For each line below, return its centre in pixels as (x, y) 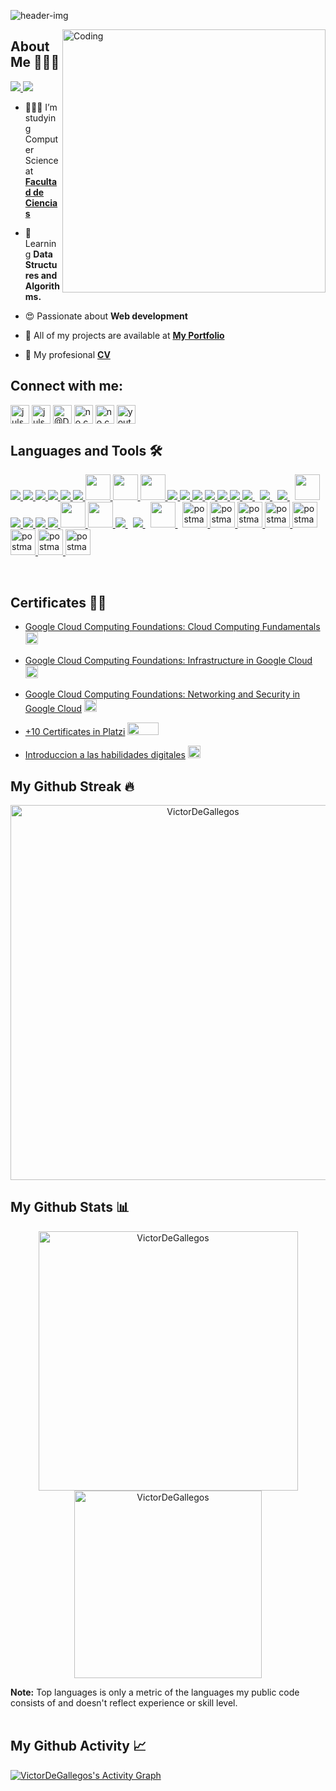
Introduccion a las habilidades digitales (105, 755)
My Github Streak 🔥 (72, 786)
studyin (40, 117)
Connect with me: (67, 386)
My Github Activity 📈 (78, 1746)
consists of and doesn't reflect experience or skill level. (124, 1702)
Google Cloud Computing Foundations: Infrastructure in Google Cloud (168, 661)
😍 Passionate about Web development (106, 316)
